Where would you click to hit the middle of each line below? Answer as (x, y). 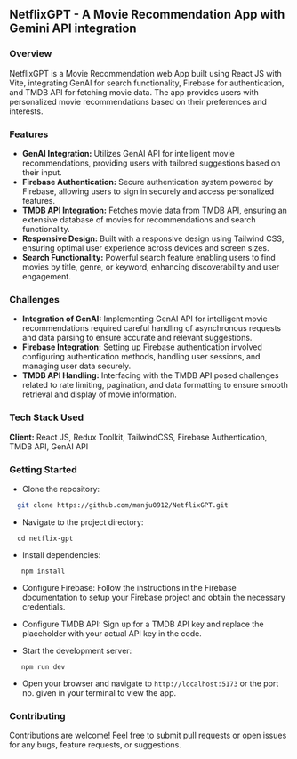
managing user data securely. (76, 366)
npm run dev (43, 666)
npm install (43, 571)
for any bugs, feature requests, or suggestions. (96, 745)
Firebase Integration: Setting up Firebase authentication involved (142, 347)
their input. (42, 172)
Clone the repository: (61, 489)
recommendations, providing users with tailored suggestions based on (151, 163)
